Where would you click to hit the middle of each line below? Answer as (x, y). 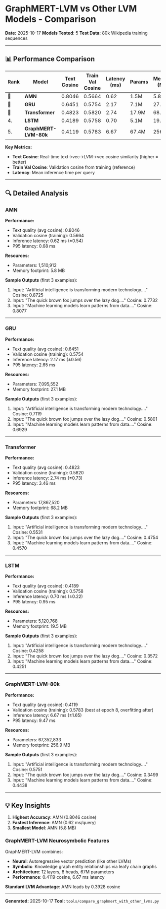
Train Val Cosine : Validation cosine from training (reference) (74, 167)
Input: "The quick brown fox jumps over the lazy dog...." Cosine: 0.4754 (85, 538)
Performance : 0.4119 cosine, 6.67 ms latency (58, 877)
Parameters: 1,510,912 (34, 265)
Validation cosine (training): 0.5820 (48, 473)
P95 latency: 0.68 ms (34, 246)
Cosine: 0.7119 (27, 414)
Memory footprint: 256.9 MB (41, 745)
